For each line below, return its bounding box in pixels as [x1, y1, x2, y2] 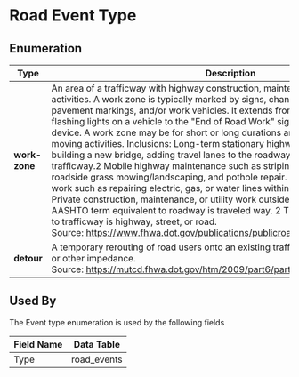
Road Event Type [9, 5, 137, 26]
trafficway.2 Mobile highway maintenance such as [51, 160, 262, 172]
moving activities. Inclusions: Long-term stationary [51, 138, 264, 149]
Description [205, 68, 256, 79]
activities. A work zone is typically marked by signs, [51, 93, 267, 105]
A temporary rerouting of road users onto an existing [51, 241, 271, 253]
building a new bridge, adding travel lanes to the [51, 148, 252, 161]
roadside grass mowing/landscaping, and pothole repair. [51, 171, 287, 183]
